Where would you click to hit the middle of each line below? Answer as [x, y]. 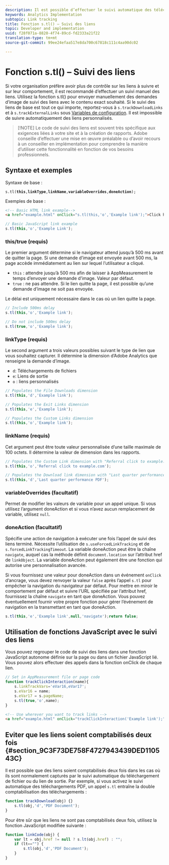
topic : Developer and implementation [45, 29]
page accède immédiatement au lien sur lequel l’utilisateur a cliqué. [75, 263]
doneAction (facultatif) [34, 528]
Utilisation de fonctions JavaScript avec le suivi [81, 632]
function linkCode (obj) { [32, 835]
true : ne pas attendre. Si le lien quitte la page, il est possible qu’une [83, 284]
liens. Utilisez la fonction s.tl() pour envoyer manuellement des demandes [81, 97]
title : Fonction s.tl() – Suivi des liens [50, 24]
